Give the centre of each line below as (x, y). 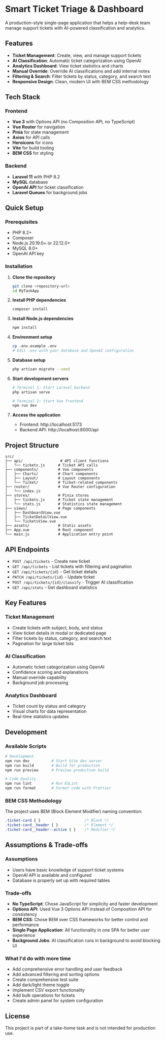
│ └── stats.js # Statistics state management (64, 504)
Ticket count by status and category (49, 706)
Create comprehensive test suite (45, 980)
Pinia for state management (40, 132)
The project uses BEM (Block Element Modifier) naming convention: (74, 811)
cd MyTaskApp (26, 291)
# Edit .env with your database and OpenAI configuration (73, 351)
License (17, 1016)
